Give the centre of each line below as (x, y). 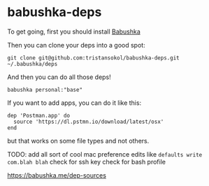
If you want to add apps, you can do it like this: (74, 103)
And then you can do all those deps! (59, 77)
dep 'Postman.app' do (39, 115)
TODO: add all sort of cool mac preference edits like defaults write (105, 154)
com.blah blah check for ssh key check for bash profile (87, 162)
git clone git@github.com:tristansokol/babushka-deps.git (93, 58)
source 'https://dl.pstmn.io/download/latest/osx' (89, 122)
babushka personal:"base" (45, 90)
